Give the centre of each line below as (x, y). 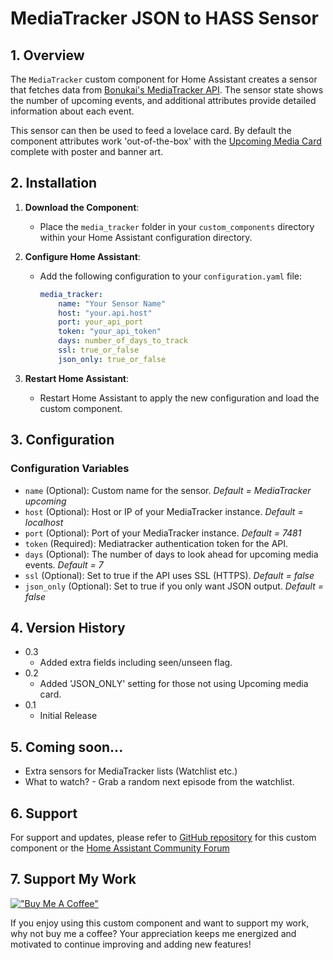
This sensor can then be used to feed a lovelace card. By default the (151, 130)
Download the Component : (82, 207)
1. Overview (47, 55)
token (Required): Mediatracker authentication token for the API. (156, 543)
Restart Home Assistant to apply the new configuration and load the (179, 398)
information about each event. (72, 111)
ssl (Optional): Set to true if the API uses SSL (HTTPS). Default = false (169, 575)
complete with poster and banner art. (87, 151)
